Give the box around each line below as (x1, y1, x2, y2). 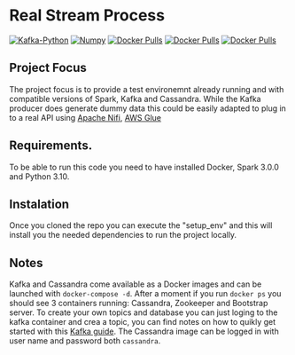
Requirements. (9, 138, 93, 154)
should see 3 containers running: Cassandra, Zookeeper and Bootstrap (9, 298, 268, 309)
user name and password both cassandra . (9, 335, 161, 346)
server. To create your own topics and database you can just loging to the (9, 307, 278, 318)
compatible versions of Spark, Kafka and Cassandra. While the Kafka (9, 93, 261, 104)
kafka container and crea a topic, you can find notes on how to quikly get (9, 317, 276, 327)
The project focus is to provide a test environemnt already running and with (9, 83, 284, 94)
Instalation (9, 196, 69, 211)
